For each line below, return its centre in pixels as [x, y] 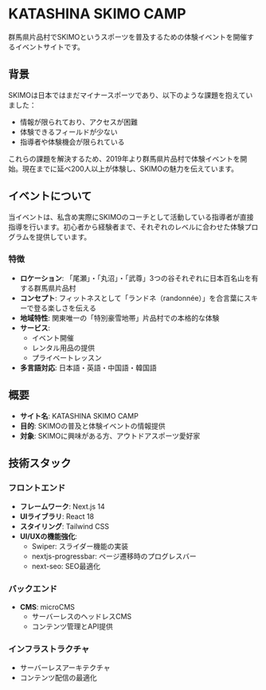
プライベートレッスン [66, 357]
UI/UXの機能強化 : [49, 536]
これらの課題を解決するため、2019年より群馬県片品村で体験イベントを [124, 158]
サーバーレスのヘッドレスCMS [82, 616]
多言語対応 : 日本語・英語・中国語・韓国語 [88, 368]
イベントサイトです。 [50, 47]
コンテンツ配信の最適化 [58, 677]
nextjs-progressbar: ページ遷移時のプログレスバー [114, 556]
